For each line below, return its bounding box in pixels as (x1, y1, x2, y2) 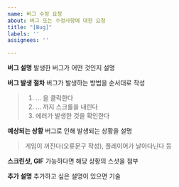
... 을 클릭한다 (35, 94, 73, 102)
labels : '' (7, 30, 40, 38)
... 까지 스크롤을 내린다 (35, 102, 98, 111)
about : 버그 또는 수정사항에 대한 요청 (7, 17, 106, 24)
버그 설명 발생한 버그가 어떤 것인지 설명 (7, 63, 115, 72)
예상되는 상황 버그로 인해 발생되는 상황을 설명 (7, 127, 133, 135)
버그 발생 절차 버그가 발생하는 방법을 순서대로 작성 (7, 79, 146, 87)
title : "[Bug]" (7, 23, 53, 31)
